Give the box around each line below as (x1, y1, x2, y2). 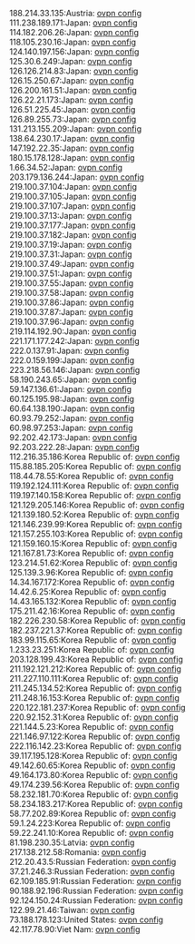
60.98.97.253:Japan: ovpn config (9, 422, 133, 433)
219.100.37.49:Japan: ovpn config (9, 259, 134, 269)
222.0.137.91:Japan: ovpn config (9, 345, 130, 356)
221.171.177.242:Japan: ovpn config (9, 336, 141, 346)
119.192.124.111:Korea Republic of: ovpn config (9, 480, 180, 491)
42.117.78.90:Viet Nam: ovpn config (9, 924, 141, 934)
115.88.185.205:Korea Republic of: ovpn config (9, 461, 181, 471)
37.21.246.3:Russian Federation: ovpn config (9, 866, 175, 877)
